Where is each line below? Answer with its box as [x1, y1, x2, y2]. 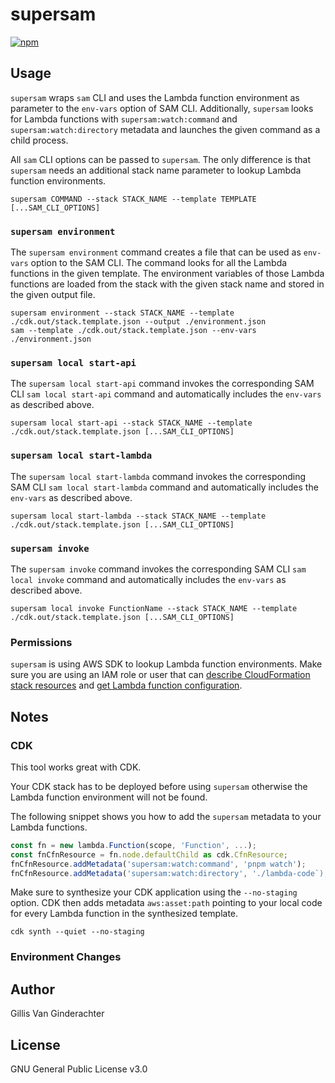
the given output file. [10, 289, 96, 301]
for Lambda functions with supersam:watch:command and [10, 113, 238, 125]
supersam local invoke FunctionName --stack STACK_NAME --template [10, 603, 298, 613]
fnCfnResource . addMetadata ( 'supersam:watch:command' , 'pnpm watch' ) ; [10, 859, 307, 869]
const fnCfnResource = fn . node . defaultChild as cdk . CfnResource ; [10, 849, 288, 860]
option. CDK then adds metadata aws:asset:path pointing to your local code [10, 897, 323, 909]
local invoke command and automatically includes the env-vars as [10, 573, 287, 585]
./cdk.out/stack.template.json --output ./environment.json [10, 317, 267, 327]
